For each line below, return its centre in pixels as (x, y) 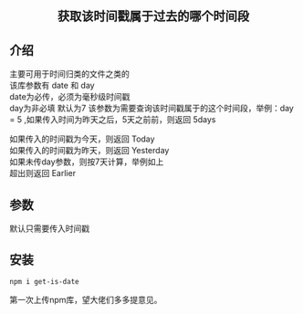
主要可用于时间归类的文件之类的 (69, 74)
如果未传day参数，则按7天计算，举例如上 (87, 162)
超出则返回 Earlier (42, 173)
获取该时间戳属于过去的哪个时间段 (153, 16)
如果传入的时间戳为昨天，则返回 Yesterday (89, 151)
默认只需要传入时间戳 (49, 229)
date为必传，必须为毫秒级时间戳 (70, 97)
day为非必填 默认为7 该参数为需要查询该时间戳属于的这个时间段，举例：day (151, 109)
